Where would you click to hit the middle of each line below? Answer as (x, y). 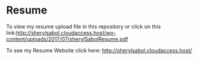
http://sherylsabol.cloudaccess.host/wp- (66, 32)
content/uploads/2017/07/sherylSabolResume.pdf (67, 39)
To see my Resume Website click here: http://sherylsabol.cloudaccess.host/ (99, 50)
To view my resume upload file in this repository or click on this (84, 26)
